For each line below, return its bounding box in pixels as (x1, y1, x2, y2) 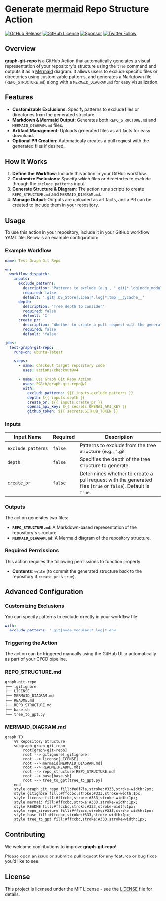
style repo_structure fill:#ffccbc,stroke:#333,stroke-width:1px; (14, 808, 154, 813)
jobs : (5, 340, 16, 346)
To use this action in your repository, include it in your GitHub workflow (5, 229, 150, 235)
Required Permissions (5, 547, 59, 554)
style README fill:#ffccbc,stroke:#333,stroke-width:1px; (14, 804, 136, 809)
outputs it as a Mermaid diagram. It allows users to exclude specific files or (5, 68, 158, 74)
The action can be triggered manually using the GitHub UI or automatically (5, 651, 157, 657)
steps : (14, 359, 28, 364)
